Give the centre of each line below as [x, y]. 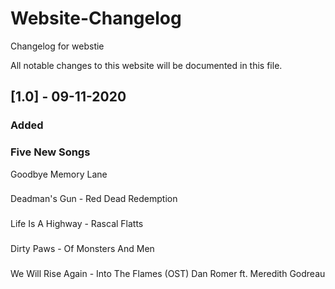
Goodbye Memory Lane [59, 174]
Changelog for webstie [57, 46]
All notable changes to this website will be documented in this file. [146, 65]
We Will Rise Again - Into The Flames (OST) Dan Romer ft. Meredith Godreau [168, 274]
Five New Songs [50, 152]
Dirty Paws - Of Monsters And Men [82, 249]
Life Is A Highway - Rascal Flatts [77, 224]
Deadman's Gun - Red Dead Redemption [94, 199]
